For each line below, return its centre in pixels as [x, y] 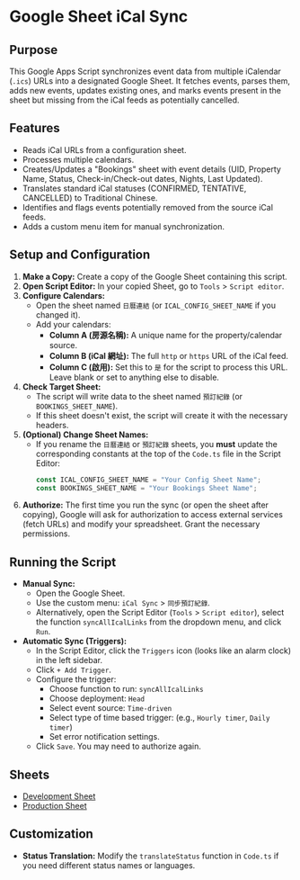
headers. [52, 425]
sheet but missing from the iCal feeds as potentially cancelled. [124, 100]
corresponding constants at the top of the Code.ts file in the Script [158, 453]
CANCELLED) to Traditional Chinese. [90, 198]
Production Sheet [54, 806]
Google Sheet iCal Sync [99, 17]
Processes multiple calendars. [78, 159]
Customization [52, 834]
